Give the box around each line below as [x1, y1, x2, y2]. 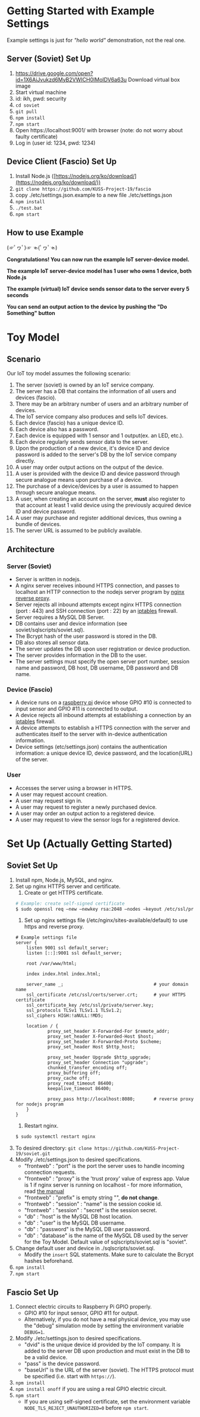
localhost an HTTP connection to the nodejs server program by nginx [15, 588, 185, 596]
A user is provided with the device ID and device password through [15, 470, 180, 477]
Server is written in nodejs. [15, 576, 81, 583]
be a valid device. [24, 1354, 68, 1361]
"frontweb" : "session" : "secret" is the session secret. [24, 1207, 157, 1214]
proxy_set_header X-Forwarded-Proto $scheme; [47, 1039, 162, 1045]
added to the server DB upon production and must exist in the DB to [24, 1347, 191, 1354]
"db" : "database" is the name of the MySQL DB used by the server [24, 1232, 189, 1240]
